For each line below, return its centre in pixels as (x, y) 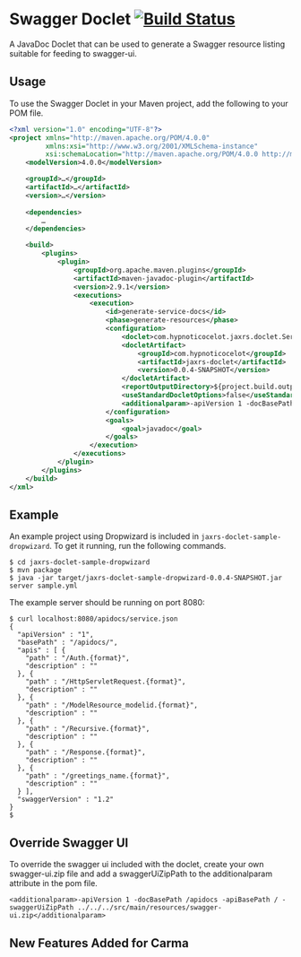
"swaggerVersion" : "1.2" (66, 800)
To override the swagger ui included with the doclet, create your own (137, 865)
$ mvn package (36, 570)
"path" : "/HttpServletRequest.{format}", (106, 682)
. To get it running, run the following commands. (138, 546)
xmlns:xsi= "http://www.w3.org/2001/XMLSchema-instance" (151, 146)
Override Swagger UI (69, 843)
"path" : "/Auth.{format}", (77, 658)
